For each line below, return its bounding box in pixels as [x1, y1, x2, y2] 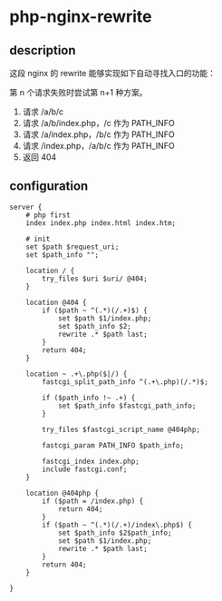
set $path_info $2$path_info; [57, 528, 172, 537]
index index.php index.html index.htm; [25, 218, 177, 228]
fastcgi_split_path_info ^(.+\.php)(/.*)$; [42, 377, 208, 387]
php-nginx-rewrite [9, 6, 152, 27]
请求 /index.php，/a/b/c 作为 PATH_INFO [22, 141, 175, 151]
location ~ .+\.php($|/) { [25, 369, 128, 379]
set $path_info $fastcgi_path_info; [57, 401, 197, 410]
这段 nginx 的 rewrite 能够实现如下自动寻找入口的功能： [9, 68, 216, 78]
